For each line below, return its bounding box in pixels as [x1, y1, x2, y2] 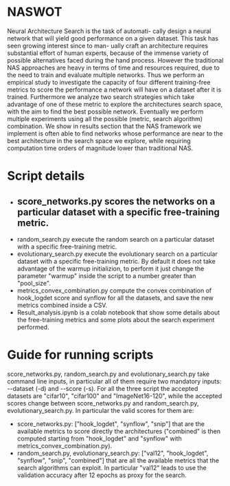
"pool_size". [16, 279, 51, 287]
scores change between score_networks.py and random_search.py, [7, 399, 199, 407]
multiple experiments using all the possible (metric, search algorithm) [7, 114, 203, 123]
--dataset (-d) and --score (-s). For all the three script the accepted [7, 384, 198, 392]
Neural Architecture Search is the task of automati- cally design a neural [7, 27, 211, 35]
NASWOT [7, 4, 62, 20]
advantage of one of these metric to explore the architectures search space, [7, 100, 223, 108]
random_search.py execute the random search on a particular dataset [16, 235, 215, 243]
